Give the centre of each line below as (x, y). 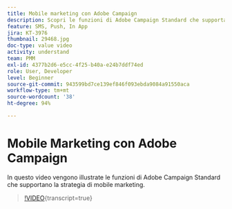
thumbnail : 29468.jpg (38, 39)
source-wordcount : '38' (41, 97)
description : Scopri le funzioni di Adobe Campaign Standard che (103, 20)
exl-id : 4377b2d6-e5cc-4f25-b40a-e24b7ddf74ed (75, 65)
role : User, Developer (40, 71)
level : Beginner (30, 78)
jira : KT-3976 (28, 33)
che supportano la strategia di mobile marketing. (76, 184)
